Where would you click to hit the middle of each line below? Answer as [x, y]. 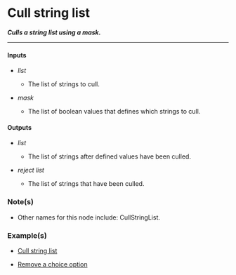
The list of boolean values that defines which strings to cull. [114, 112]
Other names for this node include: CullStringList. [88, 217]
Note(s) [20, 202]
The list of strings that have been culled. [86, 184]
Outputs [20, 127]
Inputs [17, 55]
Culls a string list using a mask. [54, 32]
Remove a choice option [52, 264]
